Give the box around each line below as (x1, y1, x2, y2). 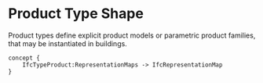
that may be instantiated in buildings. (8, 38, 127, 48)
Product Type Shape (8, 5, 144, 23)
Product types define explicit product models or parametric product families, (8, 31, 256, 40)
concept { (8, 54, 41, 62)
